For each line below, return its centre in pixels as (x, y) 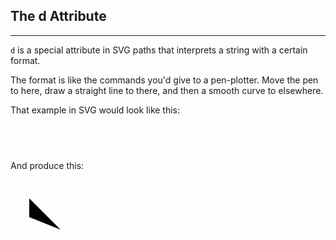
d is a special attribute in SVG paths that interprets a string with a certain (159, 50)
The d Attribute (58, 16)
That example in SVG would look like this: (95, 110)
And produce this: (47, 165)
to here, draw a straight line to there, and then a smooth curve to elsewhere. (167, 90)
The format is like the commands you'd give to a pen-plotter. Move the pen (164, 80)
